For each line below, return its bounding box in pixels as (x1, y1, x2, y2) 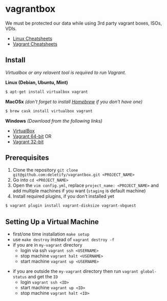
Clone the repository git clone (12, 167, 78, 173)
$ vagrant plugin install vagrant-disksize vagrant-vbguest (5, 203, 137, 208)
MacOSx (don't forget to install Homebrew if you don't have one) (5, 98, 143, 105)
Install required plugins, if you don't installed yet (12, 193, 114, 199)
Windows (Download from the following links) (5, 117, 102, 124)
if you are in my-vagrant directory (12, 242, 83, 248)
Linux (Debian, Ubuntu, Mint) (5, 79, 68, 85)
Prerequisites (5, 153, 49, 162)
